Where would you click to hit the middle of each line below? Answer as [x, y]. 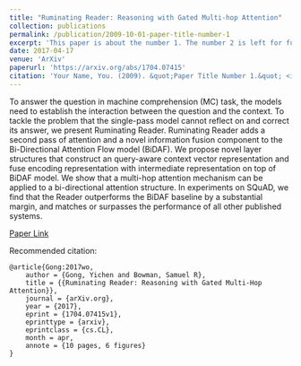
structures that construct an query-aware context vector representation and [149, 159]
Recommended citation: [53, 250]
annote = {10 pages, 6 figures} [86, 345]
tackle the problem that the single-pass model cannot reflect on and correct [149, 120]
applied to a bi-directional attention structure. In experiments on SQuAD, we [149, 187]
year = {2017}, [54, 306]
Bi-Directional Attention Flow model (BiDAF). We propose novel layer [136, 149]
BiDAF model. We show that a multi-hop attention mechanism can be [136, 178]
